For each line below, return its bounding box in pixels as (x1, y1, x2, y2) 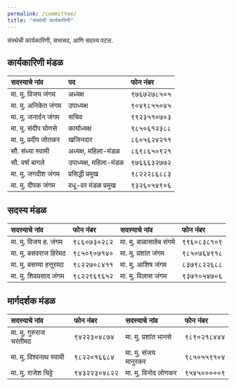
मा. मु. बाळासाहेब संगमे (120, 237, 176, 247)
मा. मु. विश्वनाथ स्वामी (11, 352, 65, 362)
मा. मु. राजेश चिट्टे (11, 367, 53, 377)
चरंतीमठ (11, 336, 32, 346)
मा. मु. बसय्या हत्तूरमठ (11, 260, 65, 270)
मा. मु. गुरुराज (11, 327, 46, 337)
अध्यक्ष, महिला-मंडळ (67, 147, 121, 156)
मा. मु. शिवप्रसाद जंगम (11, 271, 65, 281)
